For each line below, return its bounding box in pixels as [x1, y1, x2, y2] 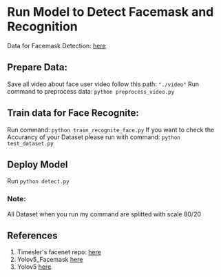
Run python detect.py [7, 177, 70, 185]
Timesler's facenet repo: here [17, 248, 102, 256]
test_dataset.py [7, 140, 54, 147]
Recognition [7, 19, 78, 34]
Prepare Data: [7, 61, 67, 73]
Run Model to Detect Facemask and [7, 4, 214, 20]
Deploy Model [7, 158, 68, 170]
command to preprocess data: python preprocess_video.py [7, 87, 175, 95]
